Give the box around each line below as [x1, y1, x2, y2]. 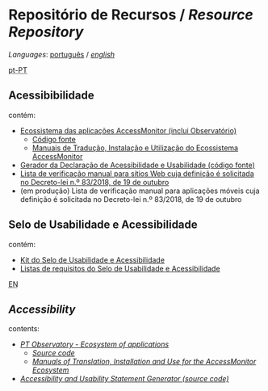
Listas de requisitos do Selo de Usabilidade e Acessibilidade [19, 263, 220, 273]
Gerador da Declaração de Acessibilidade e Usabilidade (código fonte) [19, 160, 256, 170]
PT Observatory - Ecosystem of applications [19, 339, 170, 349]
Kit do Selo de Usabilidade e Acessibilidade [19, 254, 165, 264]
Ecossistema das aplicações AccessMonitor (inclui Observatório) [19, 125, 237, 135]
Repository [8, 23, 84, 41]
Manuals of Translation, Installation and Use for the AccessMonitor [31, 357, 257, 367]
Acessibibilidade [8, 89, 94, 103]
